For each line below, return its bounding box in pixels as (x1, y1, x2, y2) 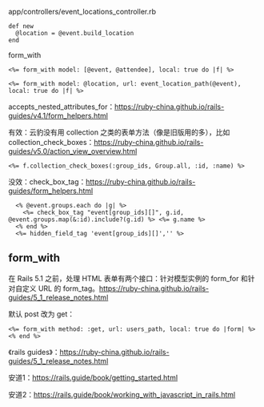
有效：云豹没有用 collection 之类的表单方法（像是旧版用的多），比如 (8, 127, 230, 137)
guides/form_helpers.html (8, 186, 94, 195)
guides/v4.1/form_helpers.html (8, 111, 108, 120)
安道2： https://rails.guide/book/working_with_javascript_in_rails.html (8, 389, 236, 399)
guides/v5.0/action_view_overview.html (8, 147, 138, 155)
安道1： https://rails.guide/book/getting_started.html (8, 373, 178, 382)
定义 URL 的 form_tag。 (22, 284, 100, 293)
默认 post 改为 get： (8, 308, 75, 319)
